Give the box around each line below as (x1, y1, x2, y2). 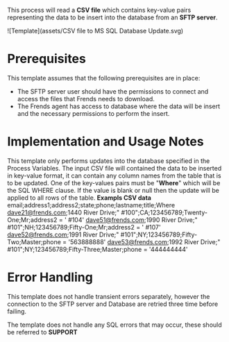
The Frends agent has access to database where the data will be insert (17, 102, 221, 110)
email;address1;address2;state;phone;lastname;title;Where (7, 200, 176, 209)
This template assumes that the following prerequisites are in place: (7, 74, 201, 82)
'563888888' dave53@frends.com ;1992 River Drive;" (68, 237, 221, 246)
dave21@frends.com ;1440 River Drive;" (7, 208, 120, 216)
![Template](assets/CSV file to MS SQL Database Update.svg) (7, 27, 184, 35)
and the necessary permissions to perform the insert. (17, 109, 170, 117)
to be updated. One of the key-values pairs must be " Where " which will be (7, 178, 221, 187)
